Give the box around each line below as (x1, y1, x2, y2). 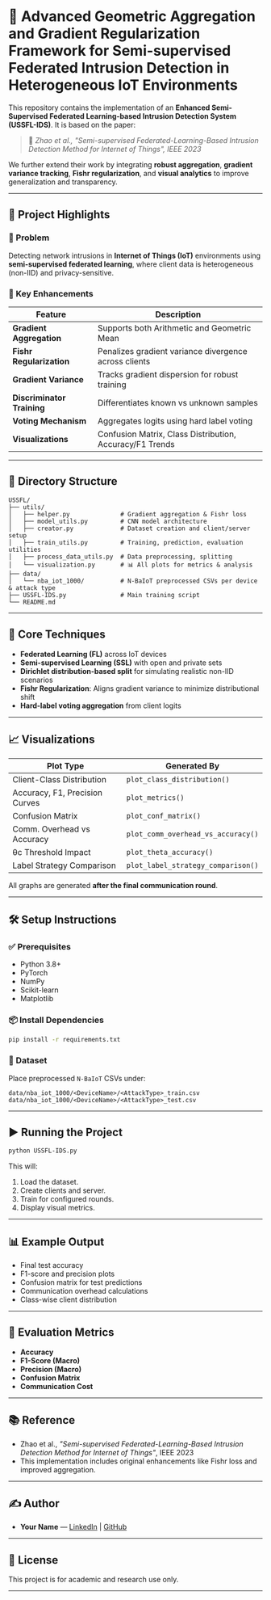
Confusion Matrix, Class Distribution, (98, 428, 236, 440)
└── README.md (8, 598, 56, 606)
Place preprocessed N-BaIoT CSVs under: (8, 1073, 146, 1083)
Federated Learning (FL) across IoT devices (19, 649, 167, 659)
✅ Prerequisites (8, 941, 71, 952)
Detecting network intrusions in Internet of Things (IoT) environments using (8, 251, 261, 260)
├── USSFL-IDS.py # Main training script (8, 591, 200, 599)
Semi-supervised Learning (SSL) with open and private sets (19, 658, 223, 667)
